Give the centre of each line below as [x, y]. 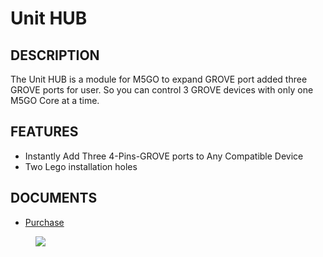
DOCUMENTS [54, 198]
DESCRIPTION [55, 55]
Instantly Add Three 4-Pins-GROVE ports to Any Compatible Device [164, 156]
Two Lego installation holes [81, 166]
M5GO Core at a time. [55, 100]
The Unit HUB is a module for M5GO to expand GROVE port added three [159, 79]
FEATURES [44, 132]
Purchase [44, 222]
